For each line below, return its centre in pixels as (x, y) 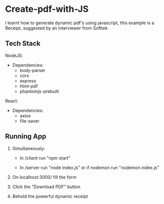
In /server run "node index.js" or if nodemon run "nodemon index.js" (89, 167)
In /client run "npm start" (45, 158)
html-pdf (29, 86)
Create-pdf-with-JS (47, 9)
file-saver (29, 121)
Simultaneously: (29, 148)
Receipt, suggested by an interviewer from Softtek (56, 28)
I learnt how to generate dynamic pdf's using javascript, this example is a (80, 23)
